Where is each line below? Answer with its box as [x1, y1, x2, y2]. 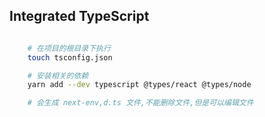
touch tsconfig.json [27, 52, 113, 63]
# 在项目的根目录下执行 [27, 43, 111, 53]
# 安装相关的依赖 [27, 70, 89, 81]
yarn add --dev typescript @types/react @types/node [27, 80, 252, 90]
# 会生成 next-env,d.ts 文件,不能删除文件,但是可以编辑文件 [27, 98, 254, 108]
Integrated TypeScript [9, 8, 150, 25]
